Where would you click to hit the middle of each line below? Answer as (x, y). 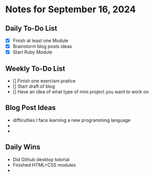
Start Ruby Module (32, 52)
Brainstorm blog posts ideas (42, 47)
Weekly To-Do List (35, 68)
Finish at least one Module (40, 40)
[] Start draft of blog (34, 86)
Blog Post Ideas (31, 108)
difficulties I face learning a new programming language (72, 120)
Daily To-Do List (31, 28)
